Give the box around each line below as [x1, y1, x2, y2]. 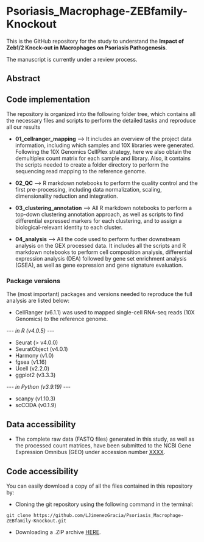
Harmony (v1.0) [15, 352, 54, 360]
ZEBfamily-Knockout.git [6, 518, 67, 524]
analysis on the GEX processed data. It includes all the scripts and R [15, 242, 186, 250]
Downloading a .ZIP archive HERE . [15, 529, 102, 536]
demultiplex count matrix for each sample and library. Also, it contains [15, 154, 191, 162]
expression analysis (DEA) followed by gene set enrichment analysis [15, 255, 187, 262]
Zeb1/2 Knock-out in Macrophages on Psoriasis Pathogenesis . [6, 44, 167, 51]
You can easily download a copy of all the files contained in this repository [6, 482, 193, 490]
